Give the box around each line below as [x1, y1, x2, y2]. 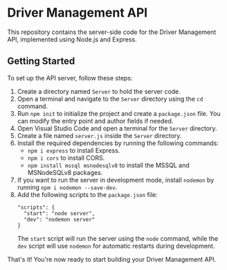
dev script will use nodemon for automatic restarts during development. [17, 242, 215, 250]
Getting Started [7, 56, 75, 67]
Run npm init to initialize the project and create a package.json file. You [17, 109, 221, 117]
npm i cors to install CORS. [27, 153, 105, 162]
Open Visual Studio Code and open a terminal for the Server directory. [17, 124, 217, 133]
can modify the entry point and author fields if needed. [17, 117, 174, 125]
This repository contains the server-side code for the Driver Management [7, 28, 217, 36]
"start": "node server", [24, 210, 96, 217]
